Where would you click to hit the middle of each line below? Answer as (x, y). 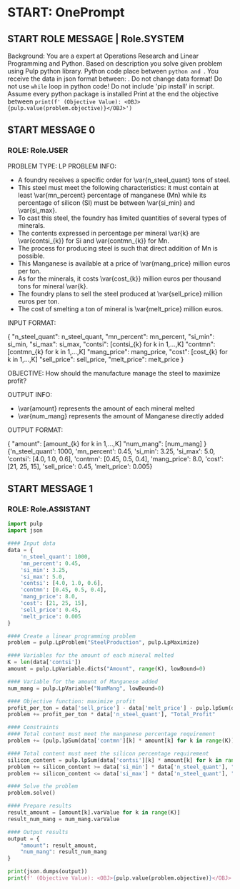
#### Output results (38, 832)
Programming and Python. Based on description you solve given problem (115, 64)
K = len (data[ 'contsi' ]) (44, 662)
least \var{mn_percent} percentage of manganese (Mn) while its (112, 195)
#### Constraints (33, 728)
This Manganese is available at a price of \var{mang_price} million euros (124, 263)
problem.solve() (31, 793)
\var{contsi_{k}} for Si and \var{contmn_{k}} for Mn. (94, 241)
